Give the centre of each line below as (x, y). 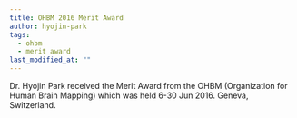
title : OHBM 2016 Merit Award (67, 18)
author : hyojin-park (49, 26)
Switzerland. (33, 105)
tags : (20, 34)
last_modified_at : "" (50, 60)
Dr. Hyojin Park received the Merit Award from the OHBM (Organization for (148, 86)
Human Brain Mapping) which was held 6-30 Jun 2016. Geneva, (129, 95)
